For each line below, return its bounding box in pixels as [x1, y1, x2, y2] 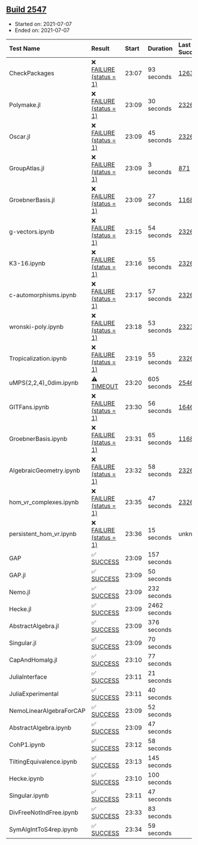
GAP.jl [9, 571, 26, 579]
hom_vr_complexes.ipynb [9, 498, 79, 506]
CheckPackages [9, 69, 55, 77]
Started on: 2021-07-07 [14, 20, 72, 27]
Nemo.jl [9, 588, 31, 596]
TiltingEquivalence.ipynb [9, 757, 78, 765]
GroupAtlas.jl [9, 164, 45, 172]
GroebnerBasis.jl [9, 196, 55, 204]
